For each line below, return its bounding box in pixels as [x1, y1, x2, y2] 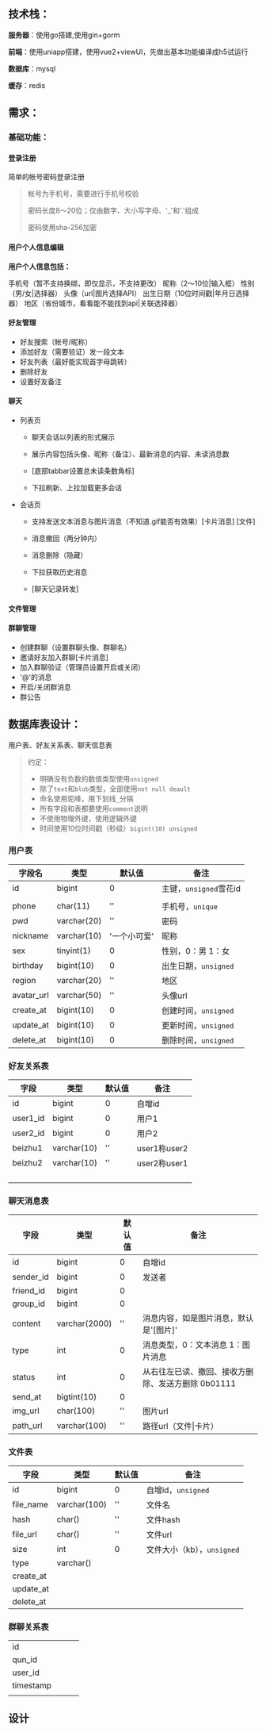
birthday [12, 959, 44, 970]
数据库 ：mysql [8, 63, 56, 73]
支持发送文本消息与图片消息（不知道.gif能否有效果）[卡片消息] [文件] [31, 517, 256, 526]
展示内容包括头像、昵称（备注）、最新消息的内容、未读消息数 [31, 449, 230, 459]
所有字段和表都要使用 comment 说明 [39, 804, 148, 813]
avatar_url [12, 989, 49, 1000]
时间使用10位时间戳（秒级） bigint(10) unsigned [39, 824, 198, 833]
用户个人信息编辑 [8, 242, 64, 252]
